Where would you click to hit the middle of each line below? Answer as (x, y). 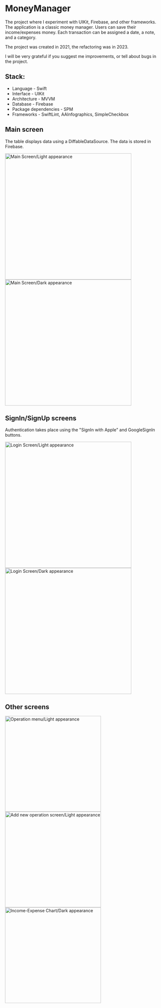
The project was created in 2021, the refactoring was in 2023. (67, 47)
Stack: (15, 77)
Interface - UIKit (28, 93)
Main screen (24, 130)
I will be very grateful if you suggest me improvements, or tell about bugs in (81, 56)
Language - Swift (29, 88)
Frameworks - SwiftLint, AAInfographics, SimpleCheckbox (70, 114)
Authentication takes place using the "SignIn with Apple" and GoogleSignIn (80, 430)
